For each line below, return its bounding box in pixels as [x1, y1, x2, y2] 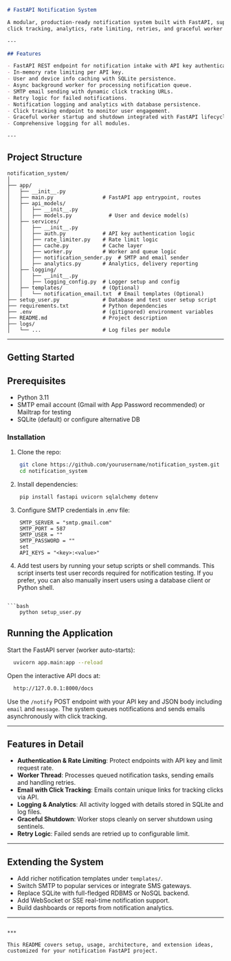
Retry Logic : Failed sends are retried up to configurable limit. [16, 830, 190, 838]
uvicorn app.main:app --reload [13, 659, 103, 666]
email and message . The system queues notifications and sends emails [7, 704, 206, 712]
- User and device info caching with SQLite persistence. [7, 76, 177, 83]
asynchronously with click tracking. [7, 712, 108, 720]
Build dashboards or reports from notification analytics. [16, 904, 174, 912]
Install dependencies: [16, 480, 78, 489]
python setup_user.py [19, 609, 81, 615]
